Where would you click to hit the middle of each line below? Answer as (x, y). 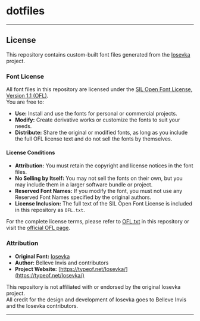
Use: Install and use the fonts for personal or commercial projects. (96, 114)
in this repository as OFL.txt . (50, 210)
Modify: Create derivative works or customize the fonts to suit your (97, 120)
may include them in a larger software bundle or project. (84, 185)
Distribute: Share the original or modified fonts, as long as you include (101, 133)
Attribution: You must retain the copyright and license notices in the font (104, 166)
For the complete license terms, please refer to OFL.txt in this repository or (98, 222)
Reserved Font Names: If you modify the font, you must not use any (99, 191)
